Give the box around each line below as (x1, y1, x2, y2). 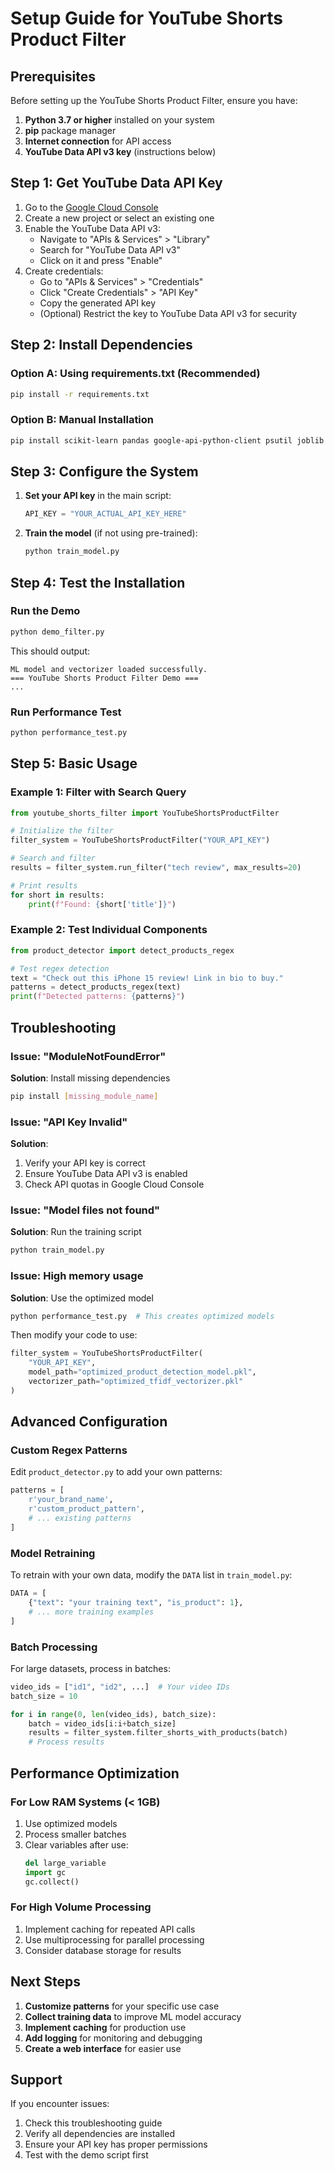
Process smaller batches (24, 1828, 127, 1840)
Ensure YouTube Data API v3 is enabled (24, 1168, 188, 1180)
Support (10, 2072, 63, 2088)
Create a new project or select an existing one (24, 212, 215, 224)
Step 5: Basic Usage (10, 755, 138, 772)
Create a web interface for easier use (24, 2042, 182, 2054)
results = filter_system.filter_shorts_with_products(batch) (28, 1728, 288, 1738)
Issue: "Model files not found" (10, 1203, 161, 1217)
